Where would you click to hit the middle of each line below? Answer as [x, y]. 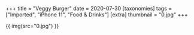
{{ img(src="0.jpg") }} [32, 26]
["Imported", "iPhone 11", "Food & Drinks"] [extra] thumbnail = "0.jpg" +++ [97, 15]
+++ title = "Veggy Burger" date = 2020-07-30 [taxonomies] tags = [89, 8]
